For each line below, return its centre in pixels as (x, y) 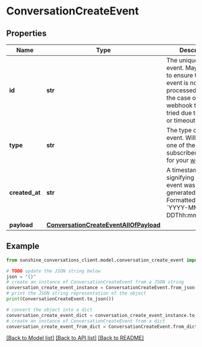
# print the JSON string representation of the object (76, 293)
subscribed (182, 153)
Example (23, 246)
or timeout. (182, 120)
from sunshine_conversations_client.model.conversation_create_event (95, 260)
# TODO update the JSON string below (54, 271)
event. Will (181, 138)
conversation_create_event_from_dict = (56, 327)
